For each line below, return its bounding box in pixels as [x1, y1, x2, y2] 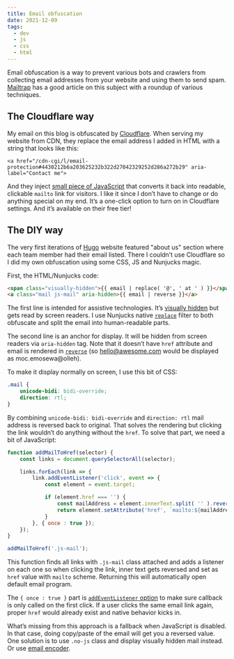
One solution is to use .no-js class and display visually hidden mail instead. [7, 637, 224, 645]
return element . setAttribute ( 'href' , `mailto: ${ [56, 506, 201, 513]
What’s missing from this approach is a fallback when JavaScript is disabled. [7, 622, 227, 630]
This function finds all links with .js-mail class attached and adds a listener [7, 558, 224, 566]
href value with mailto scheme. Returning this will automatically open [7, 573, 207, 581]
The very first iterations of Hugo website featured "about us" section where [7, 243, 224, 251]
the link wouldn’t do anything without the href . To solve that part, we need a [7, 428, 225, 437]
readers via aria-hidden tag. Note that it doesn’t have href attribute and [7, 340, 212, 348]
